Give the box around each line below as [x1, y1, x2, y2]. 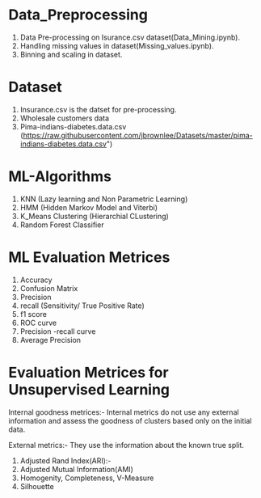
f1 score [19, 309, 47, 319]
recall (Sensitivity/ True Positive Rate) [19, 301, 145, 310]
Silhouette [19, 481, 54, 491]
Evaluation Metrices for [8, 363, 169, 382]
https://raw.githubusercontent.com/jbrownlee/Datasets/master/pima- [23, 130, 253, 140]
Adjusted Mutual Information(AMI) [19, 464, 133, 474]
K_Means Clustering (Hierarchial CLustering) [19, 211, 170, 221]
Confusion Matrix [19, 283, 78, 293]
